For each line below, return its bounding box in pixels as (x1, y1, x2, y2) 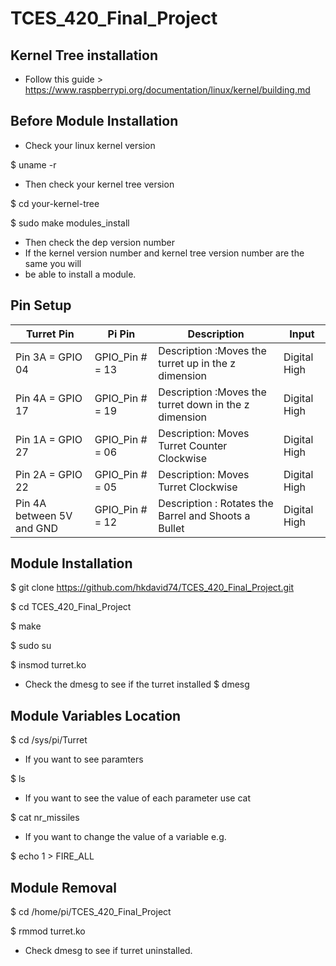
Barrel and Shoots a (158, 508, 251, 522)
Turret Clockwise (158, 480, 238, 494)
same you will (24, 257, 82, 269)
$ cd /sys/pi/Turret (10, 734, 88, 746)
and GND (15, 521, 59, 535)
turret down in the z (158, 397, 250, 411)
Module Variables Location (10, 707, 182, 724)
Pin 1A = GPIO (15, 432, 83, 446)
